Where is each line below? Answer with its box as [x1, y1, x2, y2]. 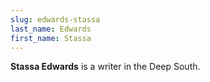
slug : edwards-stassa [10, 14, 101, 25]
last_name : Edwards [10, 24, 92, 34]
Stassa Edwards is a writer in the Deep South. [10, 61, 201, 73]
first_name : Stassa [10, 33, 92, 43]
